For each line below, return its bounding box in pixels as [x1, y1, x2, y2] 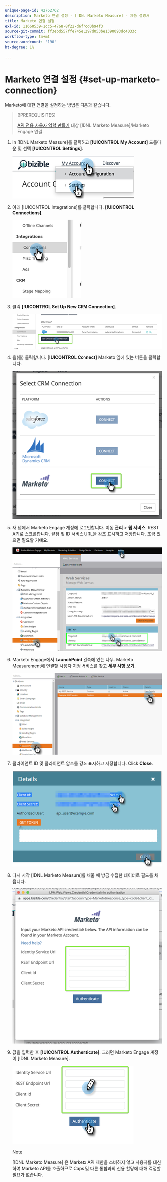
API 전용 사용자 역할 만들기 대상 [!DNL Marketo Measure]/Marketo [17, 122, 149, 128]
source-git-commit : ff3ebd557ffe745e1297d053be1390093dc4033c [5, 29, 137, 34]
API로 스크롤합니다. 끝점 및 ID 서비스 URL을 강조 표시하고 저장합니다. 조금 [12, 531, 156, 537]
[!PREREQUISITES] [17, 112, 56, 118]
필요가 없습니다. [12, 1172, 43, 1178]
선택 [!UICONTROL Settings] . [23, 145, 83, 151]
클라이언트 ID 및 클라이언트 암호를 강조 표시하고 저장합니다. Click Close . [12, 760, 153, 766]
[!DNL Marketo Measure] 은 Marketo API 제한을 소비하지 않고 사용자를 [12, 1159, 152, 1165]
